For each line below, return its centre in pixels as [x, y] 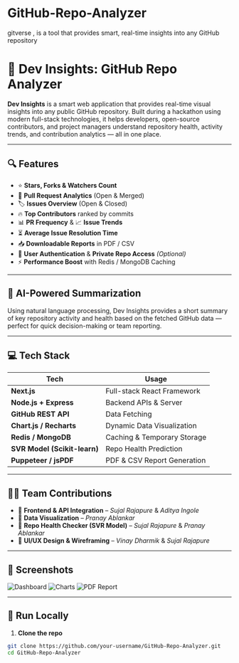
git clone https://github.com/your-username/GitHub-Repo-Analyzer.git [114, 646]
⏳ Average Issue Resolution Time [68, 233]
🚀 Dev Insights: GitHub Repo [92, 69]
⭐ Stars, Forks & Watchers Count [67, 185]
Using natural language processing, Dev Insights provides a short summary [118, 310]
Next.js [23, 391]
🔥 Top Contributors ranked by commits [75, 213]
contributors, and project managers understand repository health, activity [115, 127]
